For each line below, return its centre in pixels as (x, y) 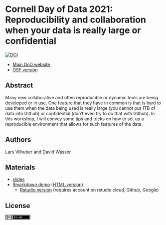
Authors (18, 140)
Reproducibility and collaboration (76, 20)
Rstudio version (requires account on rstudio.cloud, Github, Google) (89, 190)
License (18, 206)
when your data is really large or (73, 30)
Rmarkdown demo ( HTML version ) (48, 185)
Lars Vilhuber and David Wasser (38, 152)
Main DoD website (31, 64)
